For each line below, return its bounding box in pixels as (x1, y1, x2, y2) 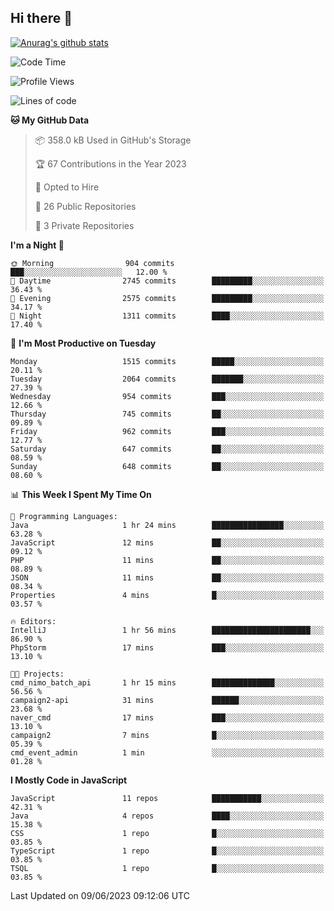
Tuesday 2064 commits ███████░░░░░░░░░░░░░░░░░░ (10, 374, 325, 384)
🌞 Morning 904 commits (10, 258, 175, 268)
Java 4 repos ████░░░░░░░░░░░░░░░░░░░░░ (10, 811, 325, 821)
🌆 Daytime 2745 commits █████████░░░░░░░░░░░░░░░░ (10, 276, 325, 286)
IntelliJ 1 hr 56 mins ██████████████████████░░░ (10, 625, 325, 635)
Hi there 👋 (10, 10, 73, 27)
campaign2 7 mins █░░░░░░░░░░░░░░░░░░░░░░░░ (10, 730, 325, 740)
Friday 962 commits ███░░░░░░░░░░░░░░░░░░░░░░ (10, 426, 325, 436)
